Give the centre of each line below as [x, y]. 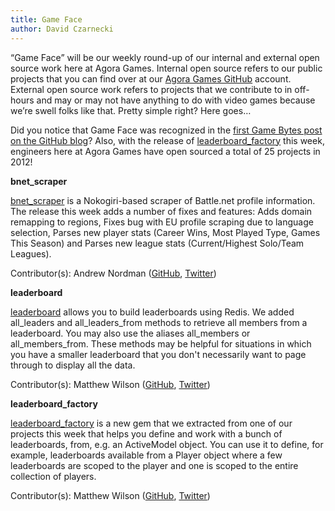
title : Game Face [46, 19]
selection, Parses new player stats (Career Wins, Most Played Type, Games [165, 232]
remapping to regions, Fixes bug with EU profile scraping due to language [162, 222]
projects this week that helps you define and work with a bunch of [146, 433]
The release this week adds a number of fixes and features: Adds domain [161, 211]
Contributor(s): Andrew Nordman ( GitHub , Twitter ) [113, 273]
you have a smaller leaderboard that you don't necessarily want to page [158, 354]
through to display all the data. [73, 365]
